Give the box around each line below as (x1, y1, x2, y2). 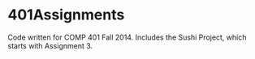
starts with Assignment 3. (7, 40, 93, 50)
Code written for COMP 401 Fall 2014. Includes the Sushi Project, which (7, 32, 247, 42)
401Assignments (7, 6, 125, 24)
